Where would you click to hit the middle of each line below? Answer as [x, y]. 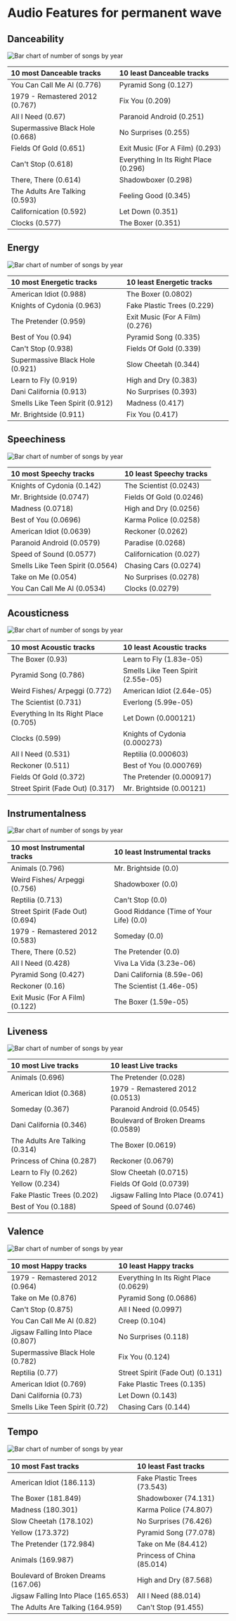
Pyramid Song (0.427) [48, 975]
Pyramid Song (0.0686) [158, 1298]
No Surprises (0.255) [155, 133]
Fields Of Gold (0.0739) [150, 1184]
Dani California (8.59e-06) [159, 975]
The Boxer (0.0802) [159, 294]
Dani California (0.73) [47, 1395]
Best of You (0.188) [44, 1207]
